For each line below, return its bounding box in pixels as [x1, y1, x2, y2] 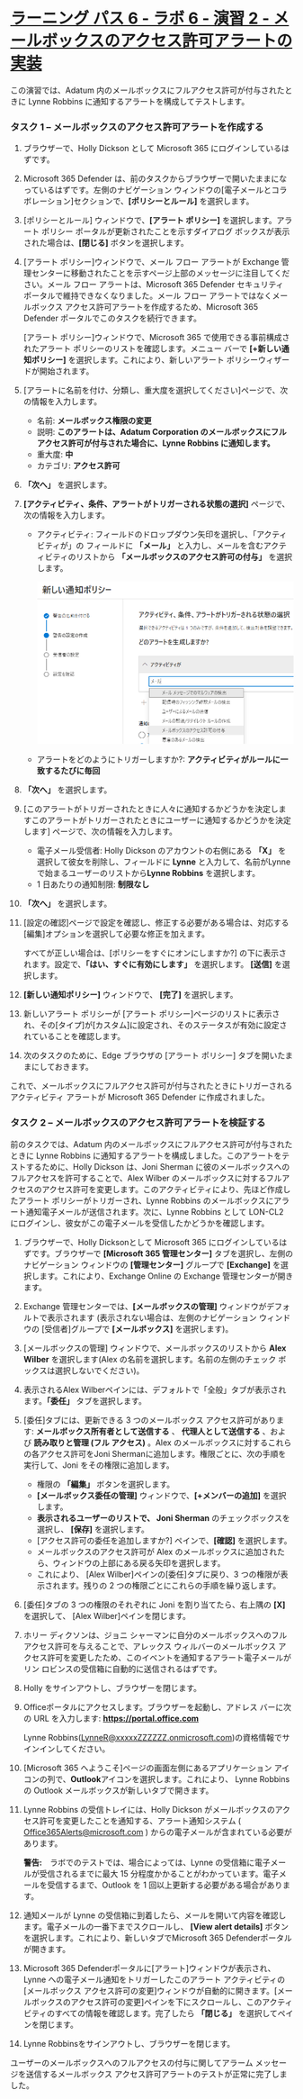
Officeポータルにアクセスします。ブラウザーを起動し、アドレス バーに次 [22, 1701, 291, 1712]
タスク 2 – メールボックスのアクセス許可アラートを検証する [10, 1117, 266, 1129]
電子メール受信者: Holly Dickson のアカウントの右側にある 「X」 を [36, 846, 287, 856]
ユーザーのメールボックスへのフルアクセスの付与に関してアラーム [10, 2057, 254, 2067]
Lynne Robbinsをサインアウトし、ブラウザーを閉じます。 [22, 2038, 236, 2049]
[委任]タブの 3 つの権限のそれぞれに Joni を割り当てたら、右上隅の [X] [22, 1599, 286, 1610]
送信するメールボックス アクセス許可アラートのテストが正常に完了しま [25, 2068, 288, 2079]
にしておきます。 [31, 1062, 94, 1072]
